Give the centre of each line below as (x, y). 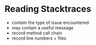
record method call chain (37, 33)
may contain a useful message (43, 27)
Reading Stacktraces (48, 9)
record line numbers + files (39, 38)
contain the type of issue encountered (50, 22)
